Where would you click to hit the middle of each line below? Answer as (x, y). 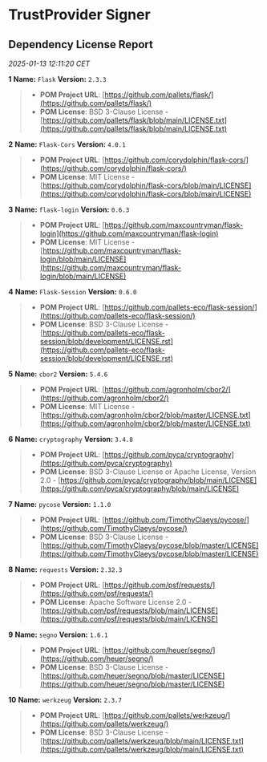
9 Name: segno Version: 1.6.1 (58, 634)
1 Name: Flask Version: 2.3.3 (57, 79)
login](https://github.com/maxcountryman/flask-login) (129, 233)
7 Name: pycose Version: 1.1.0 (60, 504)
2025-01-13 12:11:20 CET (49, 63)
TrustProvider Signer (79, 15)
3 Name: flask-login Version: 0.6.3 (69, 209)
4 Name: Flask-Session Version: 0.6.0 (73, 292)
